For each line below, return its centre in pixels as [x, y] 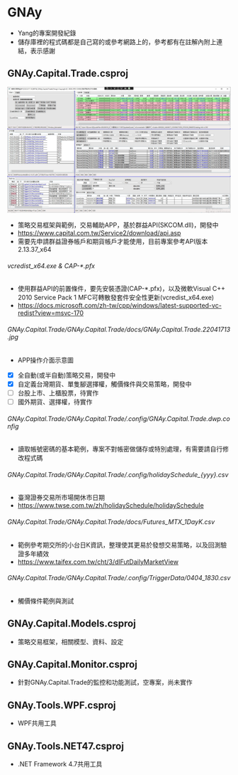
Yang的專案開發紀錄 [47, 33]
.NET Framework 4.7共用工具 [60, 764]
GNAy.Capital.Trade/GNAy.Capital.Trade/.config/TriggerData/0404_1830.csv [119, 578]
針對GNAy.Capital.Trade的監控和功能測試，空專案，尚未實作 [105, 683]
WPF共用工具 [37, 723]
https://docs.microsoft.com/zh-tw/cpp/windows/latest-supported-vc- [119, 306]
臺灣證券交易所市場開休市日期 [61, 498]
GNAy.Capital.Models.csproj [72, 624]
